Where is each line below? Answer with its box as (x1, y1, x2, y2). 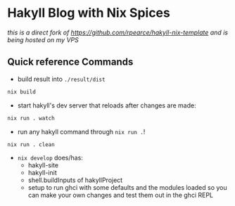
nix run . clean (7, 141, 55, 148)
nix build (7, 88, 37, 96)
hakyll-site (27, 161, 58, 169)
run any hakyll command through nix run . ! (17, 127, 146, 136)
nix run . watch (7, 115, 55, 122)
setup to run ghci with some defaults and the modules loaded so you (27, 184, 227, 192)
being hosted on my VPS (7, 35, 79, 44)
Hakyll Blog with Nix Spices (7, 5, 170, 21)
